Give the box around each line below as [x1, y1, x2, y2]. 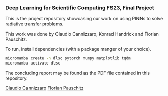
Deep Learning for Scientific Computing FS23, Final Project [5, 4, 154, 11]
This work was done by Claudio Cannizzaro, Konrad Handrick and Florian [5, 31, 159, 37]
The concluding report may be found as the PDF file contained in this [5, 70, 150, 76]
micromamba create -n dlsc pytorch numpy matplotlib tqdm [5, 56, 131, 61]
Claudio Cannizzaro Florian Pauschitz [5, 85, 84, 91]
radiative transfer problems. [5, 21, 64, 27]
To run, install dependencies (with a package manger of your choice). [5, 46, 151, 52]
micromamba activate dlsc [5, 60, 60, 66]
